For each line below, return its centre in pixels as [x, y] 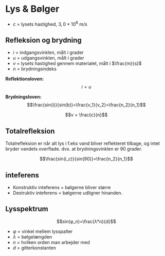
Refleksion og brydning [44, 40]
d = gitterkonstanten [34, 248]
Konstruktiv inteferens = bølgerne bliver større [62, 188]
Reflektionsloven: [25, 79]
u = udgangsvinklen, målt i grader [49, 58]
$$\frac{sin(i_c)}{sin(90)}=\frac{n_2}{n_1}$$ [86, 159]
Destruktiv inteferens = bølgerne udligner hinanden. [68, 193]
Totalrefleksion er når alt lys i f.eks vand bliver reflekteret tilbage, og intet [83, 143]
